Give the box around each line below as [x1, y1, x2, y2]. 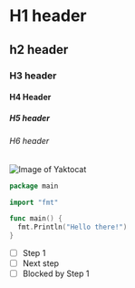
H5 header [9, 112, 51, 123]
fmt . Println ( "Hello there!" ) [17, 222, 128, 232]
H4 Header [9, 92, 52, 103]
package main [9, 181, 59, 190]
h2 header [9, 42, 69, 57]
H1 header [9, 5, 87, 26]
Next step [22, 258, 60, 269]
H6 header [9, 136, 50, 147]
